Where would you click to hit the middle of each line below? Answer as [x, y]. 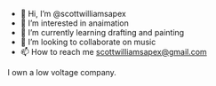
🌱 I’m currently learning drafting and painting [102, 32]
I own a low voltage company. [62, 72]
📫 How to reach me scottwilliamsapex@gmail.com [113, 52]
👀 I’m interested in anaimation [74, 23]
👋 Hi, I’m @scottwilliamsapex [73, 14]
